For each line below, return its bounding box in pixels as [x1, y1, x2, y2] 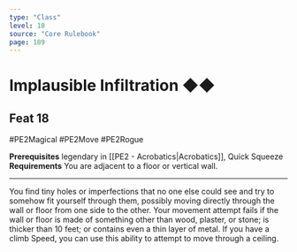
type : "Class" [9, 12, 62, 22]
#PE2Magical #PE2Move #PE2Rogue [9, 134, 144, 145]
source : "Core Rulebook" [9, 29, 101, 38]
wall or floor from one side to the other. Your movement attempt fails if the [9, 205, 279, 216]
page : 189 [9, 37, 46, 47]
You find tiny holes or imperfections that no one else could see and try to [9, 187, 275, 197]
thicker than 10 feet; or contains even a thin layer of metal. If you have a [9, 224, 270, 234]
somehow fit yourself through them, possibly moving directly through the [9, 195, 276, 206]
